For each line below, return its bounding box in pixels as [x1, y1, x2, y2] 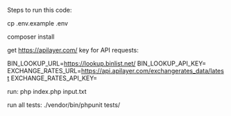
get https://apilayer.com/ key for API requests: [7, 46, 139, 54]
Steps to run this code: [7, 6, 72, 14]
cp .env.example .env [7, 19, 68, 27]
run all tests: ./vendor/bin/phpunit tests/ [7, 101, 121, 109]
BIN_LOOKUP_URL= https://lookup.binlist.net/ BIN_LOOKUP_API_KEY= [7, 59, 207, 68]
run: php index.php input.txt [7, 88, 87, 95]
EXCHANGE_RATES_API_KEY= [10, 74, 98, 82]
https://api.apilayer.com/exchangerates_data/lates [80, 67, 224, 75]
